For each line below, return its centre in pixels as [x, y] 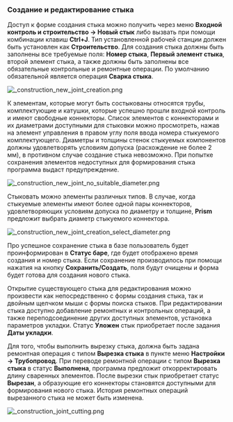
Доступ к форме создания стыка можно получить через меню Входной [115, 25]
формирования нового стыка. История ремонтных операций [98, 391]
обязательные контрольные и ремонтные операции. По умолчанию [109, 69]
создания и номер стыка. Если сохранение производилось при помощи [115, 260]
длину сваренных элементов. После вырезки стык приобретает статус [113, 375]
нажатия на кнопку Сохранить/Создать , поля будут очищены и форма [113, 268]
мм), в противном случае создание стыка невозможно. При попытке [110, 155]
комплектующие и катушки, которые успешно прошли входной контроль [116, 111]
